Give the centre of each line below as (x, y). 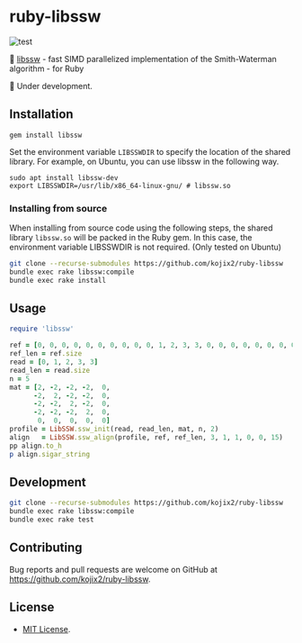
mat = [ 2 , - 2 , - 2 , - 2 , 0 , (60, 387)
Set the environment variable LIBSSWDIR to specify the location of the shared (150, 151)
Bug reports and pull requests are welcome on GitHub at (114, 569)
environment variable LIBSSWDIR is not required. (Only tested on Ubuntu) (145, 247)
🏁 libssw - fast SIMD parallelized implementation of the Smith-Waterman (143, 59)
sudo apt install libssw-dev (64, 177)
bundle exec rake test (52, 520)
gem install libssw (46, 135)
